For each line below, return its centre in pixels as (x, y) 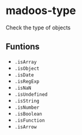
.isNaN (23, 88)
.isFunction (29, 120)
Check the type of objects (38, 27)
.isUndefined (31, 94)
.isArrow (26, 127)
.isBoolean (28, 114)
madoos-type (41, 11)
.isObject (27, 68)
